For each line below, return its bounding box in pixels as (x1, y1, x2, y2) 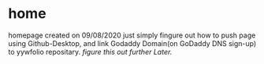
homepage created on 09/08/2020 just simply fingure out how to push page (8, 30, 256, 40)
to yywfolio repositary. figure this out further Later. (8, 47, 173, 56)
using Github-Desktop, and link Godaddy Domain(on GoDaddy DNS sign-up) (8, 38, 257, 48)
